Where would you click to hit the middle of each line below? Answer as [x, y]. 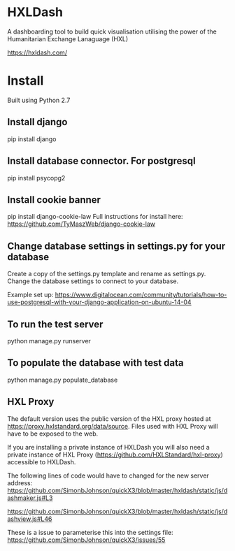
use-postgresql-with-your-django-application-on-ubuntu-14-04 [99, 302]
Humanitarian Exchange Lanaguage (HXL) [68, 38]
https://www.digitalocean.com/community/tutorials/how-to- [141, 295]
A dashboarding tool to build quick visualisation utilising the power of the [112, 31]
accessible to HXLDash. [42, 461]
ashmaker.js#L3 [30, 498]
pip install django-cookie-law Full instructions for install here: [95, 217]
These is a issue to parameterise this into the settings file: [90, 532]
